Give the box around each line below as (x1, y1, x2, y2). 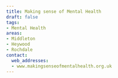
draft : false (6, 14, 38, 20)
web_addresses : (11, 57, 49, 63)
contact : (6, 52, 28, 58)
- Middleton (6, 36, 35, 42)
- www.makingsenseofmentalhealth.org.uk (11, 63, 112, 69)
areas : (6, 30, 22, 36)
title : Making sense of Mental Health (6, 8, 101, 15)
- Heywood (6, 42, 31, 48)
